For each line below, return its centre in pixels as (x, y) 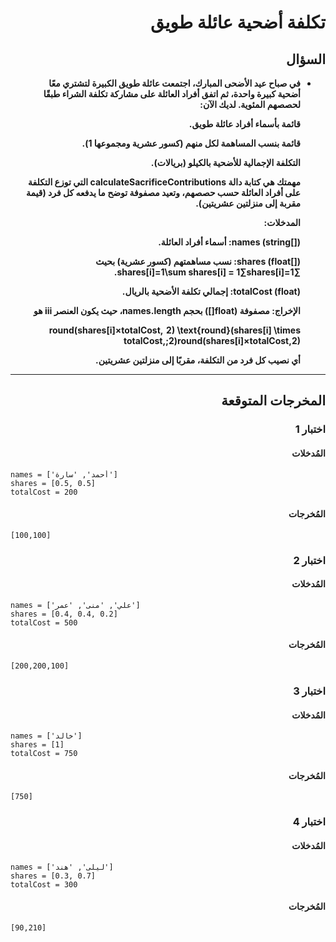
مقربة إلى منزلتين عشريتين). (248, 203)
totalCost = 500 (44, 622)
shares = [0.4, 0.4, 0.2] (64, 614)
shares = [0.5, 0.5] (53, 483)
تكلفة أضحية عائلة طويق (238, 22)
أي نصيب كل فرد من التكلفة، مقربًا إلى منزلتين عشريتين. (198, 360)
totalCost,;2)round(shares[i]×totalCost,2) (212, 340)
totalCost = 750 (44, 754)
